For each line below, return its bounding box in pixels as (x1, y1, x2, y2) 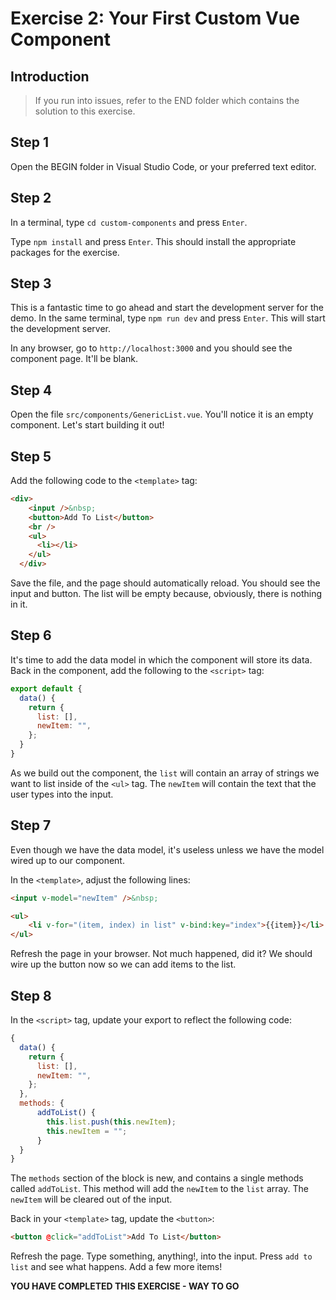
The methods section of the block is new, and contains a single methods (10, 1172, 304, 1184)
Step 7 (10, 817, 52, 834)
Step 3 (10, 275, 52, 292)
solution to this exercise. (34, 105, 136, 117)
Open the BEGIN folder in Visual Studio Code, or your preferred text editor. (10, 160, 317, 172)
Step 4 (10, 382, 53, 399)
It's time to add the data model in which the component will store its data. (10, 653, 313, 666)
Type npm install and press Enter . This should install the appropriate (10, 235, 297, 247)
